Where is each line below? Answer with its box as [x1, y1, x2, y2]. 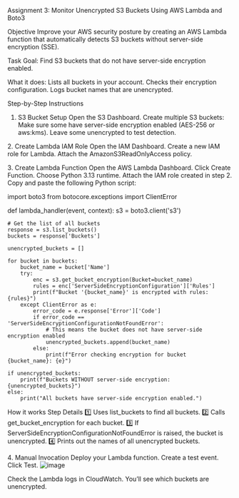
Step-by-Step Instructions [7, 99, 84, 108]
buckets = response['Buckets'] [7, 233, 101, 240]
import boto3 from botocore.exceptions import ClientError [7, 193, 178, 200]
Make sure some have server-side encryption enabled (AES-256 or [17, 121, 215, 129]
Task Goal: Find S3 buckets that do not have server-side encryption [7, 56, 206, 65]
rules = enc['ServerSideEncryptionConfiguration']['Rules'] [33, 283, 215, 290]
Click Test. [7, 461, 39, 469]
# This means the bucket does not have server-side [45, 326, 203, 333]
